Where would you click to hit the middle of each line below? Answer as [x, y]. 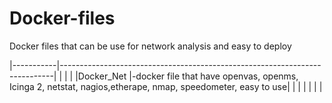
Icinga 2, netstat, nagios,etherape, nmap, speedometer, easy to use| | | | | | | [166, 86]
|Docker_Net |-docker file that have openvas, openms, [187, 76]
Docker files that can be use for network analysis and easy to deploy [150, 46]
